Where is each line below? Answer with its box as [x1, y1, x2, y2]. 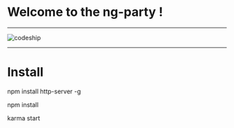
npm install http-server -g [7, 87, 81, 95]
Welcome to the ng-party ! [7, 4, 164, 20]
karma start [7, 113, 40, 122]
